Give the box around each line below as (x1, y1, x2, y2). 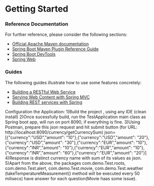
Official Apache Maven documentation (12, 41, 89, 47)
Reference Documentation (5, 21, 69, 28)
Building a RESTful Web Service (12, 89, 76, 95)
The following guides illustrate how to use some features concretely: (5, 79, 142, 85)
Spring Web (12, 57, 36, 62)
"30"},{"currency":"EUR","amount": (64, 139, 135, 145)
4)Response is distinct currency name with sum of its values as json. (5, 155, 142, 161)
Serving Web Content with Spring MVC (12, 94, 90, 100)
